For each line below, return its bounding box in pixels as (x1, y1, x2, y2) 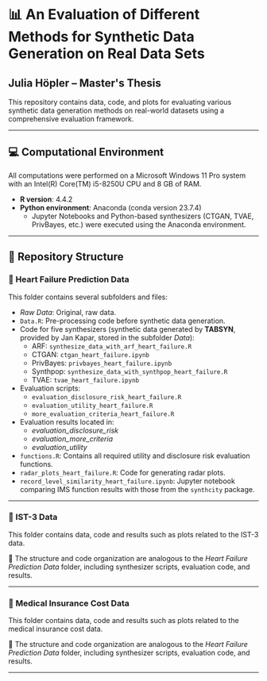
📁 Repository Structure (8, 250, 124, 264)
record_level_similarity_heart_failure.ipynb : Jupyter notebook (19, 476, 236, 486)
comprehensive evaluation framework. (8, 114, 134, 123)
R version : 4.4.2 (19, 194, 73, 204)
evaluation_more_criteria (31, 433, 114, 444)
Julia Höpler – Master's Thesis (8, 76, 161, 90)
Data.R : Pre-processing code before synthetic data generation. (19, 316, 226, 325)
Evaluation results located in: (19, 417, 114, 426)
